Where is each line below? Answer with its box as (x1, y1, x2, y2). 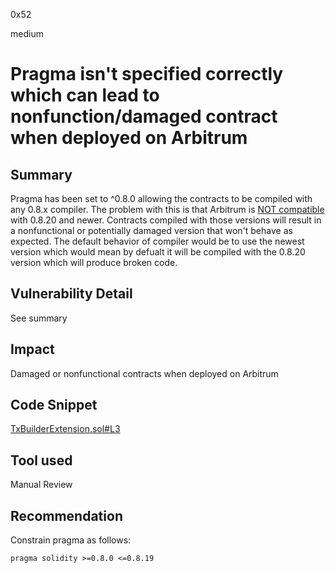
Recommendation (10, 507, 123, 524)
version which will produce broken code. (10, 257, 178, 268)
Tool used (10, 452, 73, 469)
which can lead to (10, 84, 160, 107)
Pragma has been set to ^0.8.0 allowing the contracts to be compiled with (10, 193, 313, 204)
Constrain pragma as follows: (10, 534, 132, 546)
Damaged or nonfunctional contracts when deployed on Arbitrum (10, 367, 279, 379)
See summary (10, 312, 68, 324)
